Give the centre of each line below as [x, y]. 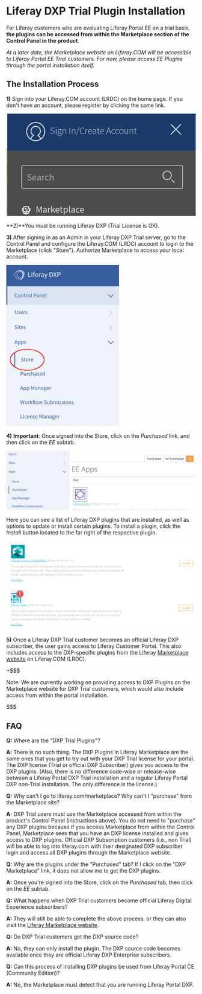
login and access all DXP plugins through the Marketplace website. [89, 853]
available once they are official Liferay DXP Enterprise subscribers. [89, 955]
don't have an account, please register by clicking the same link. [86, 105]
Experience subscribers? [37, 907]
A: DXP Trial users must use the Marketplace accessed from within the [94, 814]
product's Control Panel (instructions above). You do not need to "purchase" [101, 821]
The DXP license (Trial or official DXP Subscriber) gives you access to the [97, 765]
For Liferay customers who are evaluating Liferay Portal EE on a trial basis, [98, 28]
